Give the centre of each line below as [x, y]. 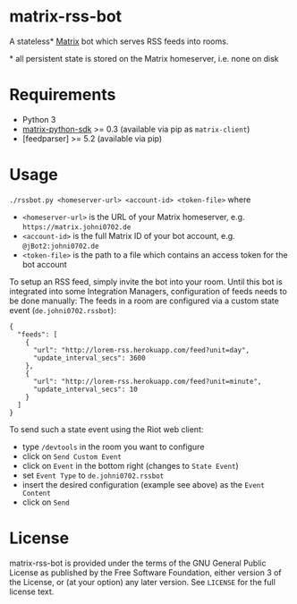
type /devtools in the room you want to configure [113, 447]
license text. [32, 591]
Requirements [63, 95]
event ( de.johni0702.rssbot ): [63, 310]
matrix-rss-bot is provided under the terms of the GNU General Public [138, 563]
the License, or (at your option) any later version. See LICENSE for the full [142, 582]
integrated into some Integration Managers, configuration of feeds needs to [148, 291]
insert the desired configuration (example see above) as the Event [144, 484]
